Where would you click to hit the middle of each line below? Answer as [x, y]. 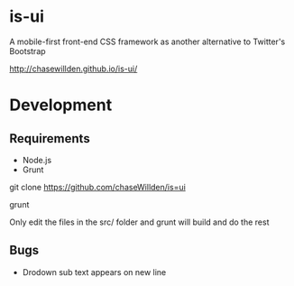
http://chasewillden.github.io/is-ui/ [73, 69]
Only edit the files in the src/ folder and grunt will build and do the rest [139, 222]
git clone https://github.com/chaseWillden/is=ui [98, 187]
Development [61, 105]
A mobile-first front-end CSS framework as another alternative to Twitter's [147, 42]
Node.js [37, 160]
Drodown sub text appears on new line [94, 272]
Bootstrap [28, 51]
